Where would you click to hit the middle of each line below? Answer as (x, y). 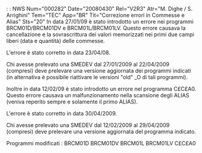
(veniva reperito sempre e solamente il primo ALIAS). (72, 102)
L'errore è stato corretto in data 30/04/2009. (62, 113)
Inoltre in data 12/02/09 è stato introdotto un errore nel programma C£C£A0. (101, 89)
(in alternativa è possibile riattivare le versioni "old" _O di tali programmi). (97, 77)
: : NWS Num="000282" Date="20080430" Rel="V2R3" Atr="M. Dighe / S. (99, 9)
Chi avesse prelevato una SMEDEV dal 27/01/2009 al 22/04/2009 (88, 64)
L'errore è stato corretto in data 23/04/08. (58, 53)
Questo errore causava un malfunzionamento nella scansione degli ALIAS (98, 95)
